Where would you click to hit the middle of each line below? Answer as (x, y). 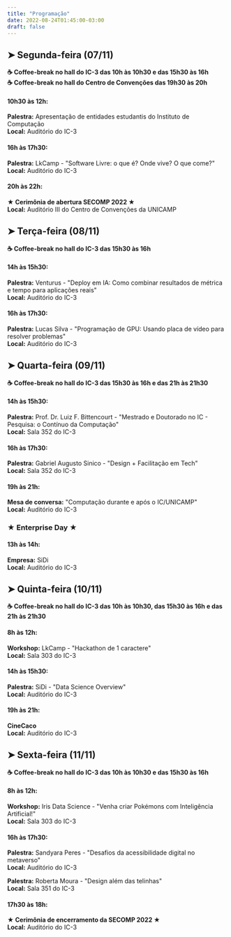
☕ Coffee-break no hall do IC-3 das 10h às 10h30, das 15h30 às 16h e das (115, 606)
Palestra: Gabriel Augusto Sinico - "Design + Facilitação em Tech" (103, 463)
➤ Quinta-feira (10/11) (55, 589)
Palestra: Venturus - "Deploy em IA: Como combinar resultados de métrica (115, 283)
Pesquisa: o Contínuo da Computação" (63, 425)
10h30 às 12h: (28, 101)
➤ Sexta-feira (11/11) (52, 755)
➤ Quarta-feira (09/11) (57, 366)
